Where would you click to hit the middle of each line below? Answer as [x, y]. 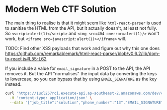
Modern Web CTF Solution [61, 9]
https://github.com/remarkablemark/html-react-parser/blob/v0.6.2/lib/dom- [83, 54]
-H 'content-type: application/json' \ [51, 98]
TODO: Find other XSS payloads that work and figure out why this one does [83, 48]
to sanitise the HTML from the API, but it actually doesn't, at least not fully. [81, 28]
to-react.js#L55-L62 [26, 58]
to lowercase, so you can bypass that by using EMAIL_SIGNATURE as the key [81, 79]
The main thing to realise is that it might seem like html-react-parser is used [83, 23]
